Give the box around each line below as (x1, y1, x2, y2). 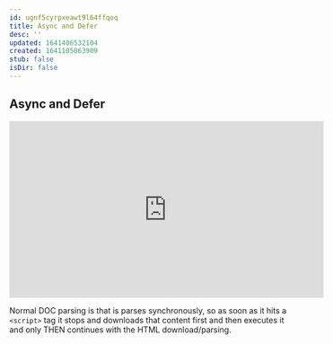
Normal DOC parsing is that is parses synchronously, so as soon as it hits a (9, 304, 287, 315)
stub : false (9, 55, 54, 64)
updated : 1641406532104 (9, 38, 99, 48)
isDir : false (9, 64, 58, 73)
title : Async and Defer (9, 22, 99, 31)
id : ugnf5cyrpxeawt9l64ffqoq (9, 13, 118, 22)
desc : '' (9, 30, 42, 39)
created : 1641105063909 (9, 47, 99, 56)
